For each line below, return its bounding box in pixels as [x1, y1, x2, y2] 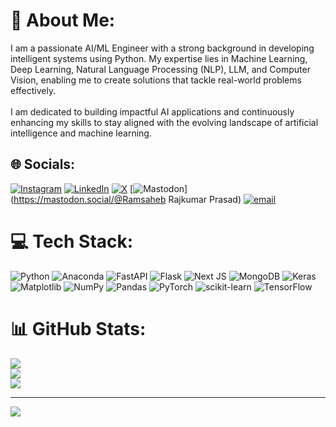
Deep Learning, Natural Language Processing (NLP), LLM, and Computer [10, 63, 311, 75]
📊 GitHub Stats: [10, 317, 147, 340]
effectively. [10, 84, 57, 96]
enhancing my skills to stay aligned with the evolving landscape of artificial [10, 116, 319, 128]
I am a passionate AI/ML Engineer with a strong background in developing [10, 42, 315, 54]
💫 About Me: [10, 9, 116, 32]
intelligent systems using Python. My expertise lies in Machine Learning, [10, 52, 308, 64]
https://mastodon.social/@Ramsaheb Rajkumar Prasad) [13, 193, 242, 205]
